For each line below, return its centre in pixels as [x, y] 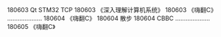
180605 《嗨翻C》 [31, 27]
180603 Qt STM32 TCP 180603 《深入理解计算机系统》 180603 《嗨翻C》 [112, 10]
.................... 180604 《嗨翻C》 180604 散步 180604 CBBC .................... [109, 18]
